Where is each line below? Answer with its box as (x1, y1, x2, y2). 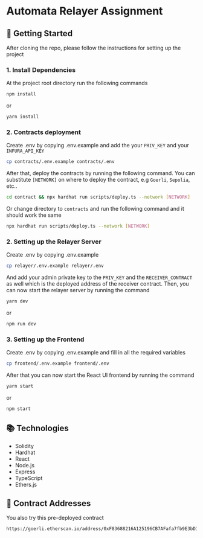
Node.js (14, 461, 35, 469)
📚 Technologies (6, 423, 69, 434)
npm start (6, 406, 31, 412)
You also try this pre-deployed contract (6, 514, 104, 522)
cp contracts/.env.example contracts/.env (6, 159, 115, 165)
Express (14, 468, 36, 475)
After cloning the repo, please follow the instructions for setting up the (6, 44, 181, 51)
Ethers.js (14, 481, 37, 488)
